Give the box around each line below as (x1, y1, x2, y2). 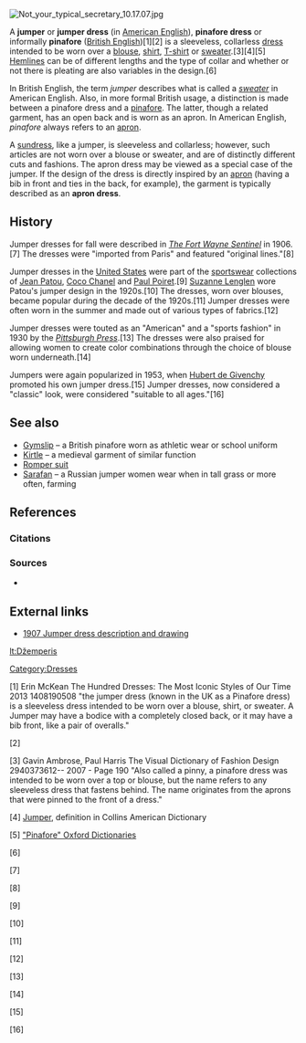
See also (9, 416, 59, 431)
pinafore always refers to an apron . (9, 121, 142, 132)
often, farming (22, 478, 77, 489)
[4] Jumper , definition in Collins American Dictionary (9, 812, 207, 823)
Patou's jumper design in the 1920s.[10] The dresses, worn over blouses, (9, 285, 284, 296)
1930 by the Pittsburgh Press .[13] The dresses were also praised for (9, 332, 265, 342)
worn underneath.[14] (9, 352, 91, 363)
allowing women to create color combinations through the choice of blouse (9, 342, 292, 353)
